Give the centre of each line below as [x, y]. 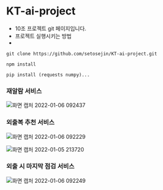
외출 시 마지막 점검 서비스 [41, 167]
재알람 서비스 [24, 91]
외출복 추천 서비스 [31, 123]
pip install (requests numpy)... [48, 75]
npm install [21, 64]
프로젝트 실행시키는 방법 [43, 36]
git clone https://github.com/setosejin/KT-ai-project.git [82, 54]
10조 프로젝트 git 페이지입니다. [51, 28]
